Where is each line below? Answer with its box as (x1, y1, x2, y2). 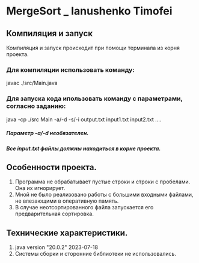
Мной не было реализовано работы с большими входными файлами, (14, 191, 194, 198)
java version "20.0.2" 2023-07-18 (14, 244, 98, 251)
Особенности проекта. (6, 162, 97, 173)
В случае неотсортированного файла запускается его (14, 204, 154, 211)
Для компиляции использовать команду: (6, 65, 135, 74)
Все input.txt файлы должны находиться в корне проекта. (6, 145, 161, 152)
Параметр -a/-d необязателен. (6, 130, 89, 137)
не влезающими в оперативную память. (14, 197, 119, 204)
